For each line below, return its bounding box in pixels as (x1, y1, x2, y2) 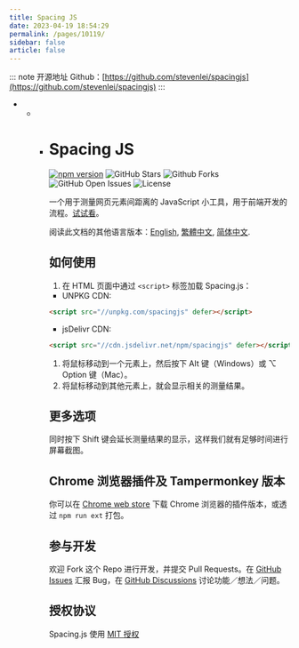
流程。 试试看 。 (48, 208, 104, 219)
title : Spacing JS (9, 12, 77, 22)
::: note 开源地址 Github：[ (9, 72, 105, 83)
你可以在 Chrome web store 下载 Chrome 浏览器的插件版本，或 (48, 499, 280, 509)
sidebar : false (9, 37, 66, 47)
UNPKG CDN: (61, 290, 112, 300)
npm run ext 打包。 (59, 510, 129, 521)
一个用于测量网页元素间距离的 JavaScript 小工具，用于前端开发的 (48, 196, 287, 207)
